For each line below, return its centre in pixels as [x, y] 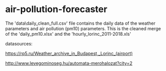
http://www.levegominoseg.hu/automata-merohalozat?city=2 [69, 63]
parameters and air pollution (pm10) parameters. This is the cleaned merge [83, 28]
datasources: [19, 43]
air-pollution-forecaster [56, 9]
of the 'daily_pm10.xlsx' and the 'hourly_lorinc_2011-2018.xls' [68, 34]
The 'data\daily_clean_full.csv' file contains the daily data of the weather [80, 23]
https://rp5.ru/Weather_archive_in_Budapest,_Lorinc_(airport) [69, 53]
